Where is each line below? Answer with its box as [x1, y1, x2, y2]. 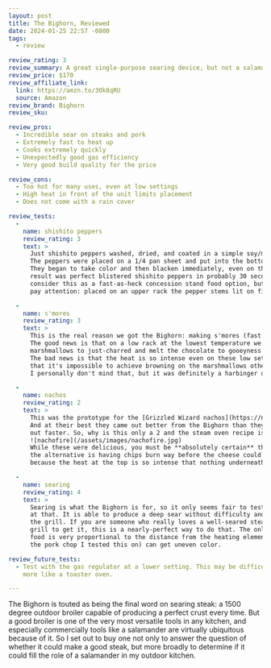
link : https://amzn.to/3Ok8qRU [15, 86, 121, 94]
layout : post [8, 11, 52, 20]
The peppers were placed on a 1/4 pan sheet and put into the [29, 257, 244, 266]
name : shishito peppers [23, 227, 103, 235]
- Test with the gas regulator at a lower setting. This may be [15, 562, 236, 570]
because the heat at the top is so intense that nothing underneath [29, 458, 265, 467]
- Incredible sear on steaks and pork [15, 131, 147, 139]
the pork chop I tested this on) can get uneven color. [29, 541, 222, 549]
